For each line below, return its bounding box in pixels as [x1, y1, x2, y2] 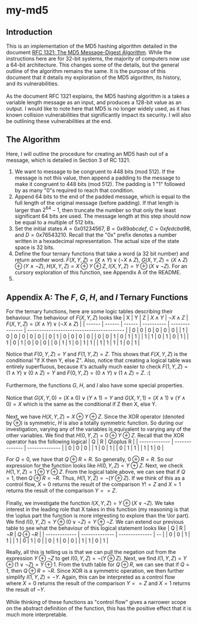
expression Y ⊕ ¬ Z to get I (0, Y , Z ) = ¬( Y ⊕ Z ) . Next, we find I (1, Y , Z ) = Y [6, 555, 187, 562]
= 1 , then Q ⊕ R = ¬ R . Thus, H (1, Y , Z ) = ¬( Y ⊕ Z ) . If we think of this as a [6, 474, 185, 482]
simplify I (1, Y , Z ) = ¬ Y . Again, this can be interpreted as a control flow [6, 573, 175, 580]
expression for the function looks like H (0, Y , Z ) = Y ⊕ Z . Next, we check [6, 462, 183, 469]
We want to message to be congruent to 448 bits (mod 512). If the [14, 168, 175, 175]
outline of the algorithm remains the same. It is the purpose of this [6, 68, 166, 74]
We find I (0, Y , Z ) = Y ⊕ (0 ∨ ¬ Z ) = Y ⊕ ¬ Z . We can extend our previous [6, 519, 184, 526]
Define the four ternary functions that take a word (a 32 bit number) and [14, 250, 189, 257]
